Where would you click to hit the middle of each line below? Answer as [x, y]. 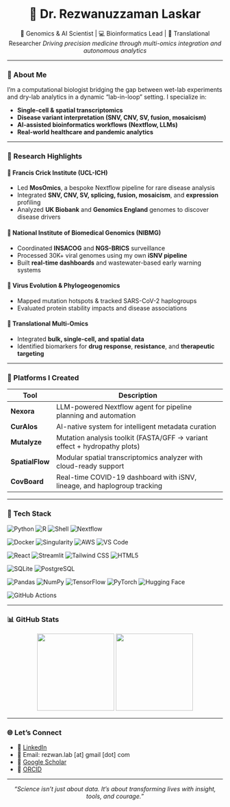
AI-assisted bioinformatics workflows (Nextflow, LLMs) [97, 125]
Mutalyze [26, 442]
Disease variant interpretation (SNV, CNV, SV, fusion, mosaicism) [112, 118]
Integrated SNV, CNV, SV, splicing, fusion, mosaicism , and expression [118, 195]
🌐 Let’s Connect [34, 732]
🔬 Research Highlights [45, 156]
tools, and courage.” [115, 796]
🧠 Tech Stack [29, 514]
